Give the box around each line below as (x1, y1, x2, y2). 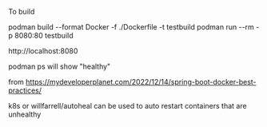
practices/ (8, 85, 42, 95)
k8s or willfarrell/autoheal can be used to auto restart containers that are (8, 101, 247, 110)
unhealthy (8, 109, 42, 119)
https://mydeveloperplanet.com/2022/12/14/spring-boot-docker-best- (25, 77, 257, 86)
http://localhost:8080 (8, 46, 78, 55)
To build (8, 7, 35, 16)
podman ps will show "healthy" (8, 62, 111, 71)
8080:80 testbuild (14, 31, 74, 40)
